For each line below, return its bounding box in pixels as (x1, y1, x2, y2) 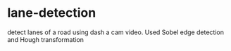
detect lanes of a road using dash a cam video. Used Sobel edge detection (7, 28, 224, 36)
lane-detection (7, 5, 96, 21)
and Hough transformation (7, 35, 85, 43)
